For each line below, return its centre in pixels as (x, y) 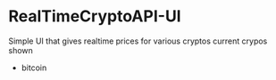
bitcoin (34, 68)
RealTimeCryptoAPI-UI (95, 16)
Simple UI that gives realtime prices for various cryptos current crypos (138, 41)
